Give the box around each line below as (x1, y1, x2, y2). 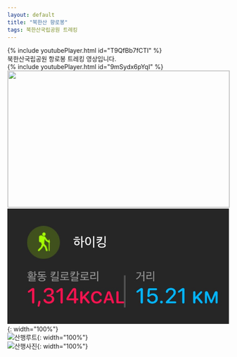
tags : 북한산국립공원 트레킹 (7, 26, 78, 33)
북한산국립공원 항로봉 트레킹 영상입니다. (7, 55, 117, 63)
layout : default (7, 11, 55, 18)
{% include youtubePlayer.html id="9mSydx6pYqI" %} (7, 63, 164, 71)
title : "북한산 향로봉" (7, 18, 68, 26)
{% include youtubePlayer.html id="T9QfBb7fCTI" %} (7, 46, 162, 55)
